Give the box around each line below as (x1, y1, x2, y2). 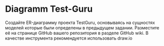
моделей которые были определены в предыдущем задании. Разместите (5, 24, 160, 30)
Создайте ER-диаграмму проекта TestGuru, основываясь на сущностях (5, 20, 155, 25)
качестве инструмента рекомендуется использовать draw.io (5, 35, 133, 41)
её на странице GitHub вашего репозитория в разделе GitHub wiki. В (5, 30, 149, 36)
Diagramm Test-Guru (5, 3, 93, 15)
